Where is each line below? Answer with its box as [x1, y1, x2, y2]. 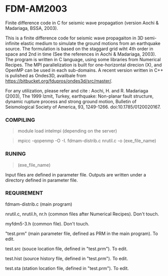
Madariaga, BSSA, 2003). [5, 25, 58, 31]
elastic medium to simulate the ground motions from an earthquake [20, 40, 161, 46]
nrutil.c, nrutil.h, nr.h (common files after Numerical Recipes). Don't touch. [5, 211, 159, 217]
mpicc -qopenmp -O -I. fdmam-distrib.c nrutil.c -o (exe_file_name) [17, 137, 156, 144]
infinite [5, 40, 20, 46]
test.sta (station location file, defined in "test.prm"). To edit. [5, 265, 129, 271]
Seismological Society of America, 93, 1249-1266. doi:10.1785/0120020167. [5, 104, 161, 110]
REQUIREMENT [5, 190, 44, 197]
